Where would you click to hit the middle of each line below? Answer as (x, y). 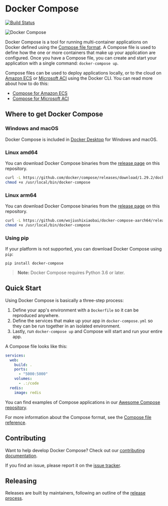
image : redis (28, 392)
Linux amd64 (21, 152)
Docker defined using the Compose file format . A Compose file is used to (80, 47)
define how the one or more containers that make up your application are (80, 52)
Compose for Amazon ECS (40, 93)
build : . (23, 365)
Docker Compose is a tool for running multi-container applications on (76, 42)
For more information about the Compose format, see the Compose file (78, 417)
